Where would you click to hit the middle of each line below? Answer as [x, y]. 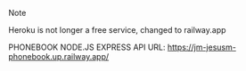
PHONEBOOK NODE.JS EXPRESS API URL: [87, 47]
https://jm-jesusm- [202, 47]
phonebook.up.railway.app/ [59, 56]
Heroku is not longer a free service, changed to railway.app [117, 30]
